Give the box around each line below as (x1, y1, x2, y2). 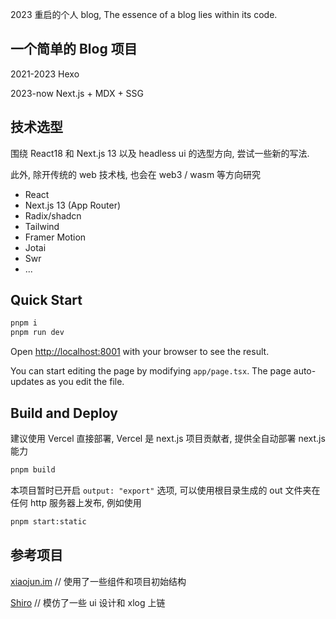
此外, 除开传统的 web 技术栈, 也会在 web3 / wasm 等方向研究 (10, 168, 262, 180)
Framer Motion (24, 231, 87, 243)
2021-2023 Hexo (10, 68, 80, 80)
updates (10, 376, 45, 388)
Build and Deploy (10, 404, 118, 422)
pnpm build (10, 465, 56, 475)
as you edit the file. (46, 376, 125, 388)
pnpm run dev (10, 328, 65, 338)
